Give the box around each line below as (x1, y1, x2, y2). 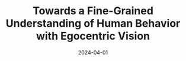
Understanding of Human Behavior (5, 17, 181, 30)
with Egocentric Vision (36, 30, 150, 43)
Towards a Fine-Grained (33, 4, 153, 18)
